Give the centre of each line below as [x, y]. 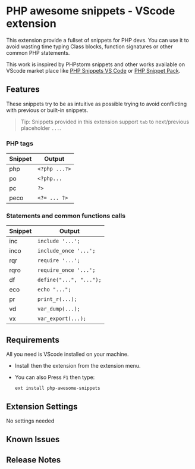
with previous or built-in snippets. [47, 110]
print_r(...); [57, 299]
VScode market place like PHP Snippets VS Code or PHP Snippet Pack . [93, 70]
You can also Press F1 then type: [55, 377]
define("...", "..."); [70, 280]
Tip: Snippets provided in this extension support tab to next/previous [105, 122]
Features [23, 90]
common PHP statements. [38, 52]
